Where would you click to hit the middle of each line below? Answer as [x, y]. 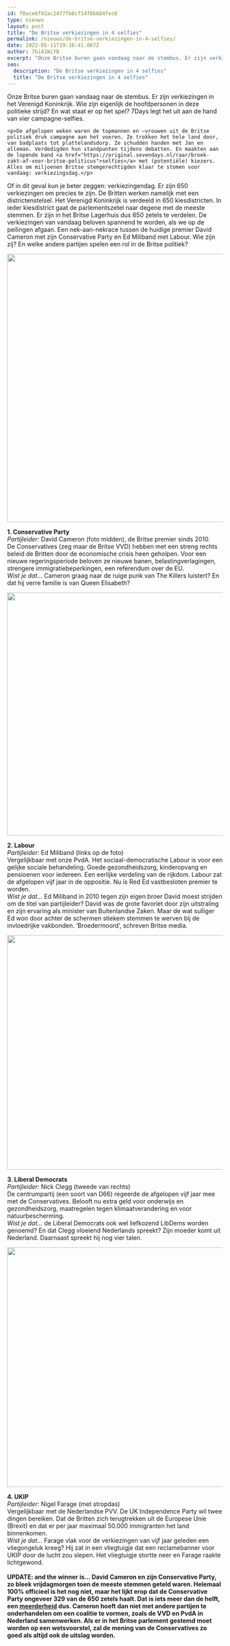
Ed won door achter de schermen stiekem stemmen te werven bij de [103, 918]
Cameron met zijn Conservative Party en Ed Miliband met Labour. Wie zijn [111, 237]
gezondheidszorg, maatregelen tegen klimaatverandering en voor [100, 1209]
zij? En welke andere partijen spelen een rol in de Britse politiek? [98, 244]
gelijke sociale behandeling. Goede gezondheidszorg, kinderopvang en [107, 867]
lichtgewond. [25, 1562]
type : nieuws [26, 20]
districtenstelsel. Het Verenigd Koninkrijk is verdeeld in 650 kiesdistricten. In [114, 200]
